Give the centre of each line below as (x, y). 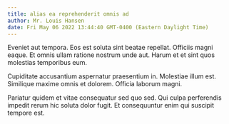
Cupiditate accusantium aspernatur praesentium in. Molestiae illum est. (112, 76)
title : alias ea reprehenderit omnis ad (68, 14)
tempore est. (26, 113)
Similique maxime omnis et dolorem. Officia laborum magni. (95, 84)
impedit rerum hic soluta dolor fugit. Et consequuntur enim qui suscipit (111, 105)
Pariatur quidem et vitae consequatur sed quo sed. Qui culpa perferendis (115, 98)
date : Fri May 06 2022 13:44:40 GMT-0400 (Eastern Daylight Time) (108, 27)
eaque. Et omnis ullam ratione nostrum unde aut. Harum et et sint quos (111, 55)
